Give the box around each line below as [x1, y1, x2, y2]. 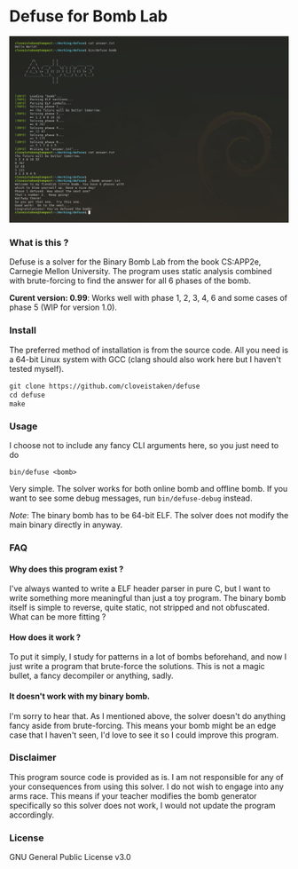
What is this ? [9, 237, 69, 249]
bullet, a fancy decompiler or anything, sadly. [9, 670, 175, 681]
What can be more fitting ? [9, 612, 106, 622]
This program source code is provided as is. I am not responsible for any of [9, 771, 284, 782]
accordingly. [9, 810, 55, 820]
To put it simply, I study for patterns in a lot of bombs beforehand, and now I [9, 652, 287, 662]
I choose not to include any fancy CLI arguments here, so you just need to [9, 439, 279, 450]
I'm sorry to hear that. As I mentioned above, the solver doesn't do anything [9, 710, 286, 721]
